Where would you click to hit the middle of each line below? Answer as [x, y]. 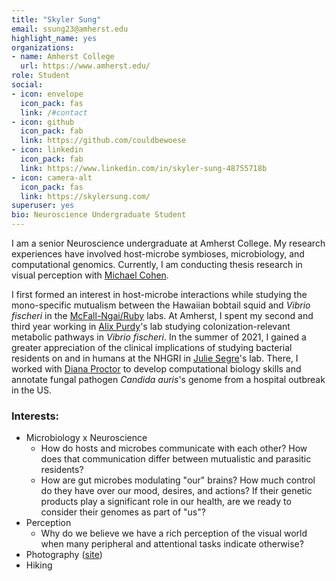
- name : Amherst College [63, 57]
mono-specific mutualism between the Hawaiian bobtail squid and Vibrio [161, 305]
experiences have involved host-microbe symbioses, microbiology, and [158, 254]
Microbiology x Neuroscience [86, 438]
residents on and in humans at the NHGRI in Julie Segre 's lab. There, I [155, 358]
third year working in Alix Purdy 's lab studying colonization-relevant [151, 326]
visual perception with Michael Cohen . [90, 275]
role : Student [41, 76]
